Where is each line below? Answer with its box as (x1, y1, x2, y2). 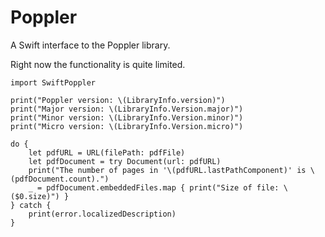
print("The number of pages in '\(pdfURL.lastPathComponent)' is (28, 165, 307, 175)
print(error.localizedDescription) (28, 209, 177, 219)
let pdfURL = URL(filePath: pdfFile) (28, 147, 186, 158)
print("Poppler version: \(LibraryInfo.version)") (10, 95, 226, 105)
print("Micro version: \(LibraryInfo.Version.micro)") (10, 121, 244, 131)
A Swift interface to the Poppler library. (10, 39, 171, 51)
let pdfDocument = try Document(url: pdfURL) (28, 156, 222, 166)
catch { (19, 200, 52, 210)
